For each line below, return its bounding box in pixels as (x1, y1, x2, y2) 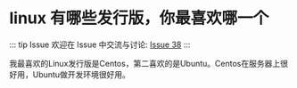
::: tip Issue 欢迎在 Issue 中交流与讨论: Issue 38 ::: (9, 39, 191, 50)
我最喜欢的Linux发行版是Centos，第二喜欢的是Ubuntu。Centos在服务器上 (9, 58, 281, 68)
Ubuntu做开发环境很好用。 (32, 68, 131, 80)
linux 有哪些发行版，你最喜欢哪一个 (9, 8, 269, 28)
